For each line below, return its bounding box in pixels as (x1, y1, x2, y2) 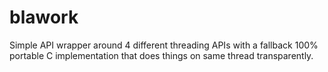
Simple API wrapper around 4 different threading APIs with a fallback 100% (9, 39, 319, 51)
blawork (9, 6, 79, 29)
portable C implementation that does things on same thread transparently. (9, 49, 314, 61)
